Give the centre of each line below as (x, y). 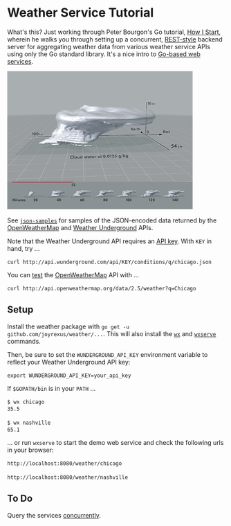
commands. (24, 341)
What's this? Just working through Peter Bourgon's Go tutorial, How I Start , (114, 32)
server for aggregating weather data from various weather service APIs (109, 46)
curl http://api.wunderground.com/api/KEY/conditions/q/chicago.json (110, 262)
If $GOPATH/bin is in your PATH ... (52, 388)
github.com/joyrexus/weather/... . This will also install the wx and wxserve (112, 333)
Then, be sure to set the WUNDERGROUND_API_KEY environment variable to (108, 354)
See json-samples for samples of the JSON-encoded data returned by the (112, 220)
